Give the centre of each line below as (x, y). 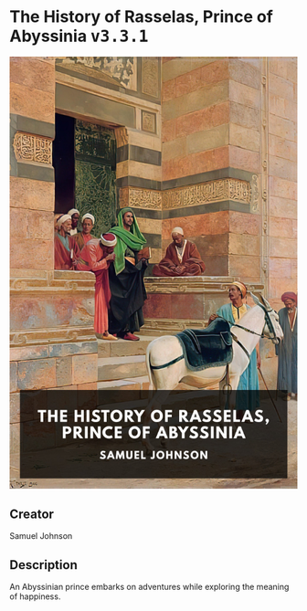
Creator (32, 515)
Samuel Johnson (41, 536)
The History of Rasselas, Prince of (142, 17)
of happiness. (35, 596)
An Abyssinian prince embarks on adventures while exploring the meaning (149, 587)
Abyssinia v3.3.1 (79, 36)
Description (43, 565)
